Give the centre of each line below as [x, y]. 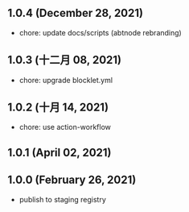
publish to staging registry [62, 199]
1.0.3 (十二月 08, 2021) [65, 60]
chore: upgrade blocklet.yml [66, 80]
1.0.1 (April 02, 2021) [60, 152]
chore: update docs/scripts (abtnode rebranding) [100, 32]
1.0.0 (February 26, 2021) [72, 180]
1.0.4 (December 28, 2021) [76, 13]
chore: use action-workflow [65, 127]
